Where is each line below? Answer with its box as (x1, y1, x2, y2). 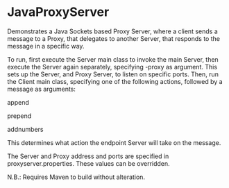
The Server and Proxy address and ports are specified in (7, 152, 169, 160)
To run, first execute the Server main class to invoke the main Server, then (7, 55, 219, 63)
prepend (7, 112, 32, 120)
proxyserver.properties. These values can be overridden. (7, 159, 170, 167)
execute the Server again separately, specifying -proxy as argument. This (7, 62, 217, 71)
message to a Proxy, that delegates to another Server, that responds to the (7, 34, 221, 42)
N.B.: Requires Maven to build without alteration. (7, 173, 146, 181)
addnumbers (7, 125, 44, 133)
